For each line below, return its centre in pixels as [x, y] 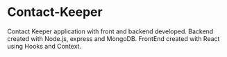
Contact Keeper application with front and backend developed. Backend [110, 31]
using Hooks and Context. [44, 46]
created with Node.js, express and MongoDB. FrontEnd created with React [113, 38]
